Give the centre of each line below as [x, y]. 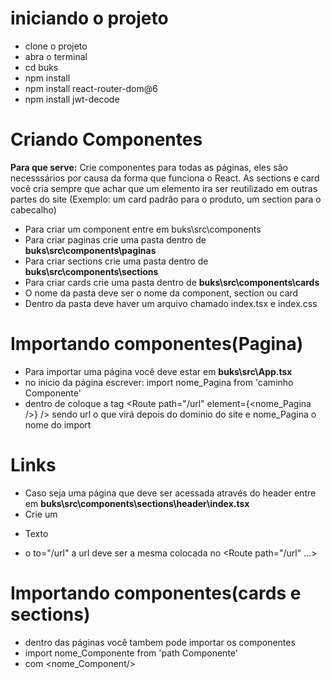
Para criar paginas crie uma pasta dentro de [115, 239]
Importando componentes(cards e [156, 593]
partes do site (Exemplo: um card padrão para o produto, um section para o [166, 199]
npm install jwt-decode [72, 99]
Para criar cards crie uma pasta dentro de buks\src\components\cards [172, 282]
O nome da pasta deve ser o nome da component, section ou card [161, 293]
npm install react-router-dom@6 [91, 88]
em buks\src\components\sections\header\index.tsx [137, 503]
